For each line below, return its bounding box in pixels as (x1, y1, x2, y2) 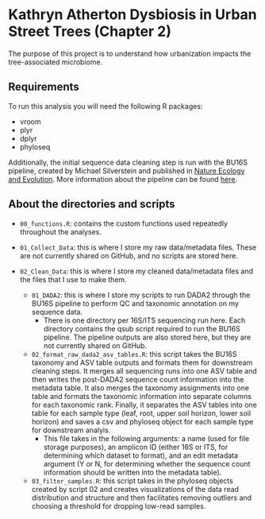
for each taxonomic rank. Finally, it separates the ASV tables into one (31, 400, 258, 409)
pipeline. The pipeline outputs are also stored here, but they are (43, 332, 252, 342)
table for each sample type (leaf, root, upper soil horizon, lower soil (31, 408, 252, 418)
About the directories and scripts (8, 197, 176, 211)
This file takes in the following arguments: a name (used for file (43, 433, 250, 443)
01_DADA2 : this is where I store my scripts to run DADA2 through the (31, 290, 251, 300)
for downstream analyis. (31, 425, 111, 435)
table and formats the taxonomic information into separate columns (31, 391, 252, 401)
